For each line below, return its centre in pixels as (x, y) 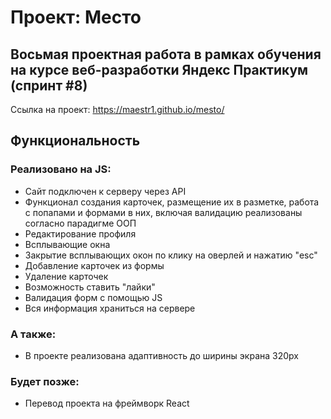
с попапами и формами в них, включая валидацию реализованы (163, 212)
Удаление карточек (66, 276)
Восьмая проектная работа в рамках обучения (166, 54)
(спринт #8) (49, 85)
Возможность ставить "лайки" (90, 287)
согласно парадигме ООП (80, 223)
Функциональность (75, 141)
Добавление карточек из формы (94, 265)
